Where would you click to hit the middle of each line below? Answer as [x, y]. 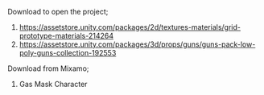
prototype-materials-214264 [66, 36]
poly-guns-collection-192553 [68, 53]
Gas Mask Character [53, 84]
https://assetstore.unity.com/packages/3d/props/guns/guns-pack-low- [137, 44]
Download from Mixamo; [48, 68]
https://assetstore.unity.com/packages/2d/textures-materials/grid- [130, 27]
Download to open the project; [58, 12]
